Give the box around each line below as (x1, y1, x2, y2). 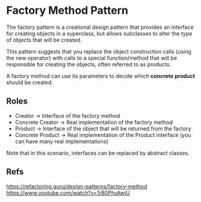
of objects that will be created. (6, 36, 82, 43)
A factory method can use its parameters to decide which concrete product (6, 72, 195, 79)
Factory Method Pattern (6, 4, 129, 17)
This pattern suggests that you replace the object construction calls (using (6, 47, 192, 55)
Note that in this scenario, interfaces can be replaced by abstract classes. (6, 149, 190, 156)
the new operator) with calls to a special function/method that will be (6, 54, 177, 61)
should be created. (6, 79, 53, 86)
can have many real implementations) (14, 138, 109, 145)
